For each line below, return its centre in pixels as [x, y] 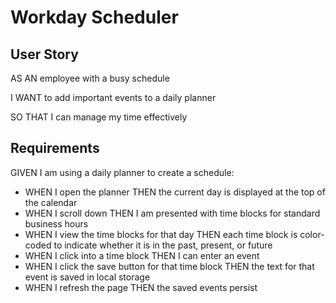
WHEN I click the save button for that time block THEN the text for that [169, 266]
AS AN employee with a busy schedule [90, 78]
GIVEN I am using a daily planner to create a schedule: [122, 172]
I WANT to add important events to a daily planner [113, 97]
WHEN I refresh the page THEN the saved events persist [141, 287]
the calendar [51, 202]
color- [312, 234]
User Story [44, 54]
